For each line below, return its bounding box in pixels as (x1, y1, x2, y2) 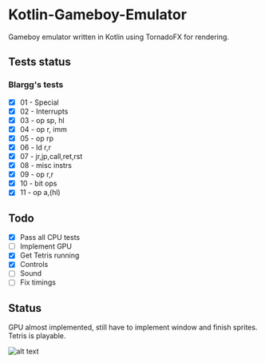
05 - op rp (19, 134, 54, 143)
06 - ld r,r (19, 142, 52, 152)
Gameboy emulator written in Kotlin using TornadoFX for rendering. (8, 32, 230, 42)
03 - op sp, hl (19, 115, 65, 125)
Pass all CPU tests (19, 233, 81, 242)
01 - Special (19, 98, 59, 107)
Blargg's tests (8, 79, 64, 90)
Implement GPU (19, 241, 72, 251)
